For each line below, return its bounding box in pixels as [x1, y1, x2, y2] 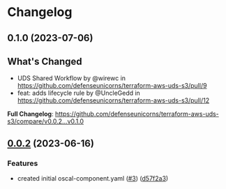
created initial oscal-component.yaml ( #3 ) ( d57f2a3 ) [17, 174, 169, 183]
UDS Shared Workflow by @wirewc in [17, 74, 126, 82]
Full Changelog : [7, 109, 54, 119]
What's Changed [7, 55, 82, 67]
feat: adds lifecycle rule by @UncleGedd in [17, 89, 141, 98]
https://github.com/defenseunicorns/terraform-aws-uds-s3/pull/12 [17, 96, 210, 105]
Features [7, 158, 38, 168]
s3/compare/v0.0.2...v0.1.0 [7, 117, 84, 126]
